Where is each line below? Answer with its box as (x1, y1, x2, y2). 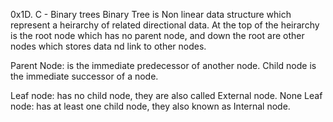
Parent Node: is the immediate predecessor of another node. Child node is (10, 60, 317, 71)
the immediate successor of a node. (10, 70, 159, 82)
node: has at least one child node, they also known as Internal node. (10, 100, 291, 112)
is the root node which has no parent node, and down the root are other (10, 30, 305, 41)
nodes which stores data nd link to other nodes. (10, 40, 207, 52)
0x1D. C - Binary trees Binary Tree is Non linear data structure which (10, 9, 292, 20)
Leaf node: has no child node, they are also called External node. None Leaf (10, 90, 323, 101)
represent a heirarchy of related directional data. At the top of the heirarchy (10, 19, 320, 31)
